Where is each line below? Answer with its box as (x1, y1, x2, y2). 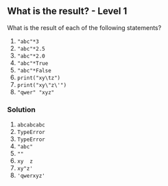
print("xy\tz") (16, 75, 61, 81)
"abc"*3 (16, 38, 39, 45)
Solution (7, 105, 36, 114)
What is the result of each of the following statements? (7, 23, 162, 31)
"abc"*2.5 (16, 45, 46, 52)
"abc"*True (16, 59, 49, 67)
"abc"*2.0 (16, 53, 46, 59)
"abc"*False (16, 67, 51, 74)
